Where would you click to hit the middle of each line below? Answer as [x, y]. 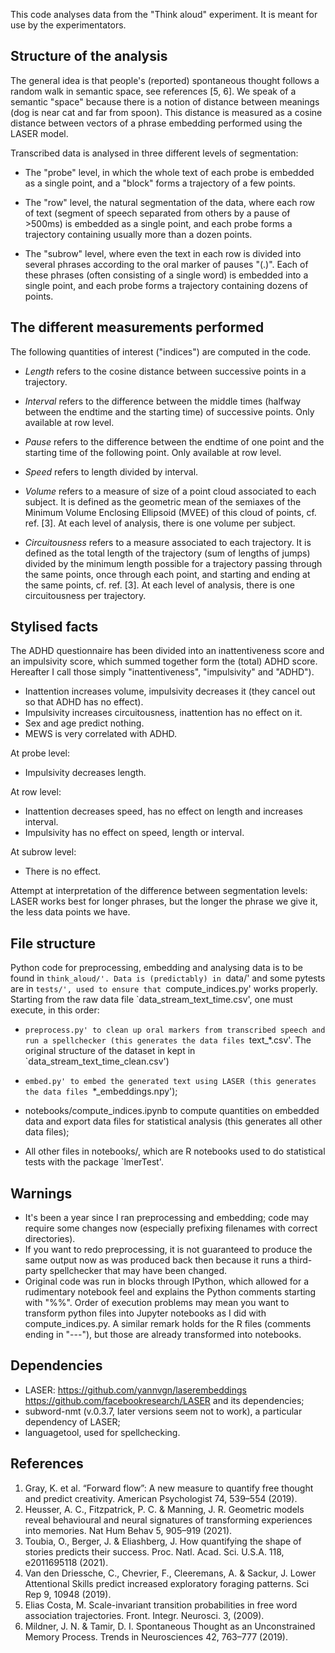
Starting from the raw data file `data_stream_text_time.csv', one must [151, 1000]
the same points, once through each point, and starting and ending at [167, 574]
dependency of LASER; [72, 1421]
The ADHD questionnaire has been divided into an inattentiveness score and [167, 651]
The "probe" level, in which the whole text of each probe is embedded [169, 172]
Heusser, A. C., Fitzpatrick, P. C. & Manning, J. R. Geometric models [164, 1509]
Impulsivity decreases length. [85, 773]
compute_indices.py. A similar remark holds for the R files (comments [168, 1324]
